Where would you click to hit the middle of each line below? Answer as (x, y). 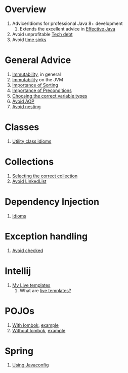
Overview (26, 9)
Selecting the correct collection (45, 176)
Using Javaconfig (30, 365)
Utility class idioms (32, 141)
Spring (19, 351)
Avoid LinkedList (29, 181)
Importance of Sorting (35, 85)
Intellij (18, 271)
